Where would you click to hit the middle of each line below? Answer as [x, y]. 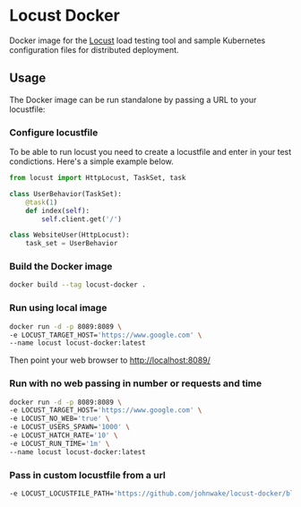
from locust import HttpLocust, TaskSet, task [98, 178]
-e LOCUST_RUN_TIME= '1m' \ [60, 443]
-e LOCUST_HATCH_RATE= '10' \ [64, 435]
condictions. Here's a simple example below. [92, 161]
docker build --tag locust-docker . [77, 285]
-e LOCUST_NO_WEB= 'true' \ [60, 419]
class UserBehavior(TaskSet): [66, 193]
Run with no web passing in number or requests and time [136, 383]
